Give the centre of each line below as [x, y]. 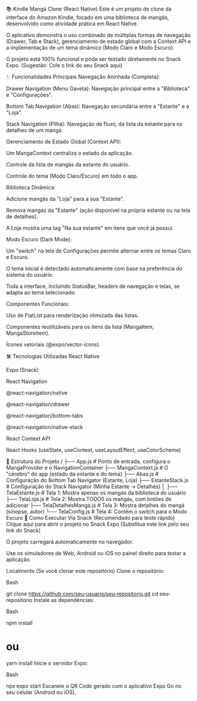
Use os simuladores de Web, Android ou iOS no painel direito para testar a [96, 553]
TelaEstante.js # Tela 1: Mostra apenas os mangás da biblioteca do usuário [96, 493]
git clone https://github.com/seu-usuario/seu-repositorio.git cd [82, 594]
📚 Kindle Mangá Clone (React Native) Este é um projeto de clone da [89, 9]
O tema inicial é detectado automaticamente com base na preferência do [94, 268]
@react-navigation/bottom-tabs [45, 416]
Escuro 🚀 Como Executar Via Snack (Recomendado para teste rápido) [91, 518]
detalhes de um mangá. [35, 130]
